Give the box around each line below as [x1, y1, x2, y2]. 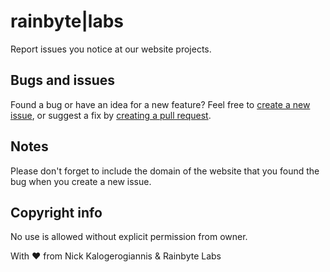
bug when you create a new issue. [10, 175, 152, 187]
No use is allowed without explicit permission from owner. [10, 231, 248, 243]
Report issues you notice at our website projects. [10, 43, 212, 55]
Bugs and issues [10, 72, 116, 89]
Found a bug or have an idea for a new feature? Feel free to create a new [10, 98, 311, 110]
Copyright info [10, 204, 103, 221]
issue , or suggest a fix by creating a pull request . [10, 109, 212, 121]
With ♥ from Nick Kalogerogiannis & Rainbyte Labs [10, 250, 222, 262]
